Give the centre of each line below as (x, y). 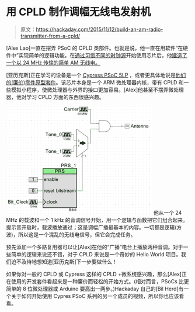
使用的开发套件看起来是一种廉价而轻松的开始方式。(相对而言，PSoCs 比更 (100, 281)
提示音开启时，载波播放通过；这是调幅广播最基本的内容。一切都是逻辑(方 (94, 227)
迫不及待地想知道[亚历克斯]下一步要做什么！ (64, 262)
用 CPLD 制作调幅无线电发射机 (79, 12)
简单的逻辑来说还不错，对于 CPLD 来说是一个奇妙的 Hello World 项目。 (96, 254)
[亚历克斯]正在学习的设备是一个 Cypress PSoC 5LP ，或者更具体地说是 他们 (96, 75)
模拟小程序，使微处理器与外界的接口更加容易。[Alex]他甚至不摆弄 (90, 90)
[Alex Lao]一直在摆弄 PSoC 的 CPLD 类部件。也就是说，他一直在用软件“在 (95, 48)
